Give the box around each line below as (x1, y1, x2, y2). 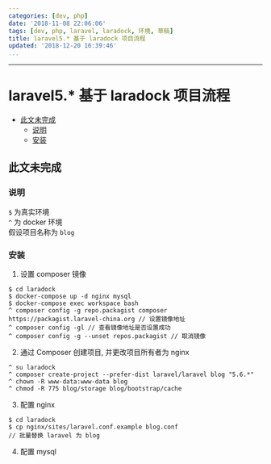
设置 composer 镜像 (19, 270, 87, 279)
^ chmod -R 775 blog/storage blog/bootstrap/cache (8, 385, 182, 393)
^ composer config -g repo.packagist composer (8, 307, 168, 315)
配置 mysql (19, 447, 57, 457)
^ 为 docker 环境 (8, 217, 63, 227)
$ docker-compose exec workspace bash (8, 299, 139, 307)
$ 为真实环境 (8, 207, 50, 216)
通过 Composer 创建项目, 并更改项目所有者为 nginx (19, 348, 190, 357)
